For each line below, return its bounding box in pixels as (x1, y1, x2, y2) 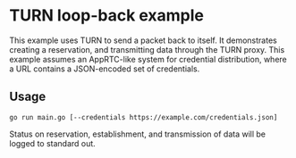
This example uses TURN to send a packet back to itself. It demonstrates (9, 35, 277, 46)
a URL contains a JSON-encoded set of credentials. (9, 63, 200, 74)
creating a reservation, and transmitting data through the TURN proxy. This (9, 44, 285, 54)
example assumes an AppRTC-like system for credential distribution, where (9, 54, 288, 64)
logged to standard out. (9, 137, 96, 148)
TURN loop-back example (9, 5, 204, 26)
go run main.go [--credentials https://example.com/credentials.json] (9, 112, 278, 121)
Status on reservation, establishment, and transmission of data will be (9, 129, 266, 139)
